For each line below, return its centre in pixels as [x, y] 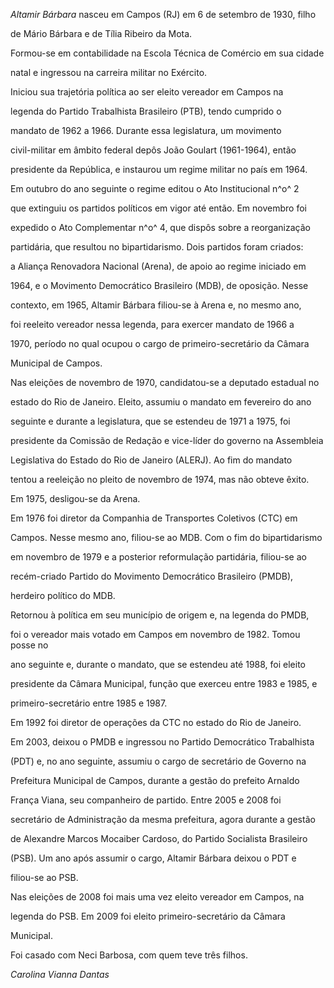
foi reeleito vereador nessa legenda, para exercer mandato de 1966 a [152, 324]
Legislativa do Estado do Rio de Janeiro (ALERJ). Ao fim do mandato [151, 460]
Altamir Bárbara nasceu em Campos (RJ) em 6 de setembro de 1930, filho [163, 14]
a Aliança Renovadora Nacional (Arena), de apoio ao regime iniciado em [158, 266]
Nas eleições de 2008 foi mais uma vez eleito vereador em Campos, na [157, 897]
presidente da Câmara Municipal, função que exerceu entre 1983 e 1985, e [164, 683]
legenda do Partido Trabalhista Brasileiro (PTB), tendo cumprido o [146, 111]
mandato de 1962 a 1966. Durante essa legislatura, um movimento [146, 130]
